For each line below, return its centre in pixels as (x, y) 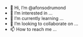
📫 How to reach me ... (33, 29)
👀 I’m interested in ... (31, 13)
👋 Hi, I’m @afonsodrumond (38, 8)
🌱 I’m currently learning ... (37, 18)
